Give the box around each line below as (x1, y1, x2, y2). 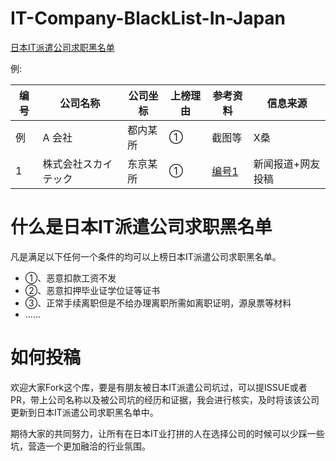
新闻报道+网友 (253, 157, 321, 171)
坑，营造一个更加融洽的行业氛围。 (10, 440, 151, 452)
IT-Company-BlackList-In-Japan (10, 7, 287, 30)
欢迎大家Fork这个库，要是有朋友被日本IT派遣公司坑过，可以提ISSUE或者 (10, 381, 308, 393)
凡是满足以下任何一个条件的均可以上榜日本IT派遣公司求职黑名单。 (10, 250, 282, 262)
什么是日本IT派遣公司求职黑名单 (10, 216, 273, 239)
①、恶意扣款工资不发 (24, 272, 117, 284)
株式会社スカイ (42, 157, 113, 171)
